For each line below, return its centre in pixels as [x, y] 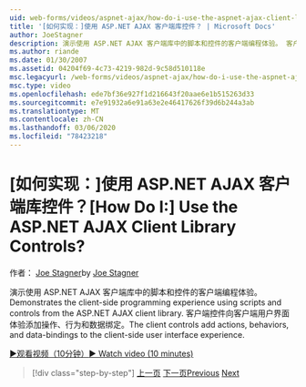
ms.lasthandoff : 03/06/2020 [63, 128]
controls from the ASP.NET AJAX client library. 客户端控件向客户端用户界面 [149, 313]
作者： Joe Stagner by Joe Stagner [74, 272]
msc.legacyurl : [38, 77]
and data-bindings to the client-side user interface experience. [127, 334]
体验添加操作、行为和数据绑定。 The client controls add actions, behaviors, [149, 324]
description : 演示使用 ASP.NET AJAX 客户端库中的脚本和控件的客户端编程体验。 [146, 43]
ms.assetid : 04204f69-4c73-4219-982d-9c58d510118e [107, 69]
